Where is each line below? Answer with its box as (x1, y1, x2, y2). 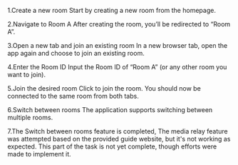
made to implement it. (7, 150, 71, 158)
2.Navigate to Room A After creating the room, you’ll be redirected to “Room (7, 20, 231, 28)
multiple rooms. (7, 114, 53, 121)
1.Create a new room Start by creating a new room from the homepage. (7, 6, 216, 14)
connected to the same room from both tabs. (7, 92, 139, 100)
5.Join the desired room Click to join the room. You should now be (7, 84, 201, 92)
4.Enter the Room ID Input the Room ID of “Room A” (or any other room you (7, 63, 227, 71)
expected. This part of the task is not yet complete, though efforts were (7, 142, 217, 151)
